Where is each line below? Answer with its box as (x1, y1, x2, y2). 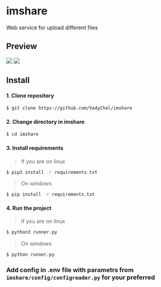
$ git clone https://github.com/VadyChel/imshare (6, 105, 133, 111)
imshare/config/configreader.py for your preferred (6, 273, 156, 282)
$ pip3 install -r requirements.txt (6, 169, 98, 175)
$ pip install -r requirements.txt (6, 191, 95, 198)
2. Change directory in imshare (6, 118, 85, 125)
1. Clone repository (6, 91, 54, 99)
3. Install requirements (6, 144, 64, 151)
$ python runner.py (6, 252, 55, 258)
